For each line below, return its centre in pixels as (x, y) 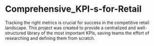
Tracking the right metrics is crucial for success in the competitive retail (77, 23)
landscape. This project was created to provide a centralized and (70, 27)
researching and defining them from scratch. (50, 38)
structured (16, 33)
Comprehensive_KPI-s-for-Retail (73, 9)
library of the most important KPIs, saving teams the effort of (88, 33)
